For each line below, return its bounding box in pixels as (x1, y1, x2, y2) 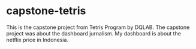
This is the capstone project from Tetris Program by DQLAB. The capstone (6, 24, 190, 31)
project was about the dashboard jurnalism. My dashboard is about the (6, 30, 182, 37)
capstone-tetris (6, 4, 86, 18)
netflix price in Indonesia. (6, 36, 69, 43)
